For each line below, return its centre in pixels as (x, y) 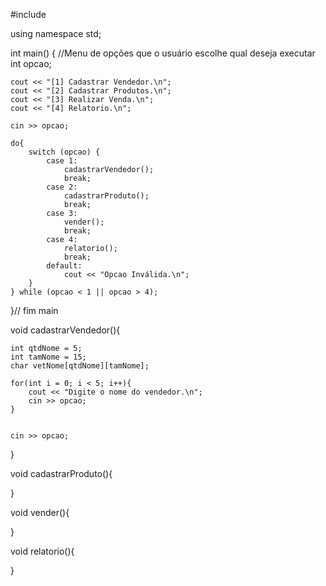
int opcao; (31, 63)
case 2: (62, 187)
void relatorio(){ (42, 551)
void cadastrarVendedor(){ (65, 330)
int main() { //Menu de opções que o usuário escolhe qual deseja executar (163, 53)
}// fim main (34, 310)
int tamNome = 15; (48, 357)
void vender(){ (40, 512)
